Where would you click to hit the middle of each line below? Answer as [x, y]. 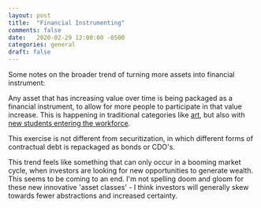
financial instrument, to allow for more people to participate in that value [125, 106]
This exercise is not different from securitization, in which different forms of [131, 138]
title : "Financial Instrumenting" [67, 23]
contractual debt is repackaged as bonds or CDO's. [92, 147]
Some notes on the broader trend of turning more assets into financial [121, 74]
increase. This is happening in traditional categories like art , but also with [127, 115]
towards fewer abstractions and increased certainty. [93, 195]
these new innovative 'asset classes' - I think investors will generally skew [129, 187]
